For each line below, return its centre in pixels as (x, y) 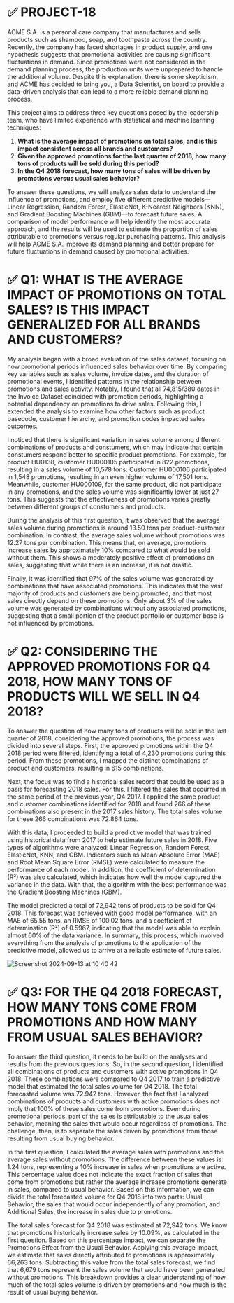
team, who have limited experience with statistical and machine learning (111, 120)
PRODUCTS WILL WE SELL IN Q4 (104, 697)
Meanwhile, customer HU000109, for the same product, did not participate (115, 484)
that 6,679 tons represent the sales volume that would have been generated (116, 1269)
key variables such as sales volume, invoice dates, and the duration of (108, 374)
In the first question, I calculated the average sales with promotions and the (116, 1152)
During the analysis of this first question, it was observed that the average (114, 520)
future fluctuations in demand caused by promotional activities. (98, 251)
